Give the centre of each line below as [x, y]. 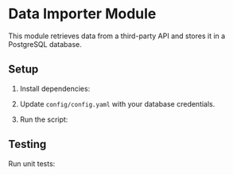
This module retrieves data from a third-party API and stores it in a [117, 36]
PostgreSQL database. [45, 44]
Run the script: [44, 119]
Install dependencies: [55, 88]
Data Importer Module [82, 14]
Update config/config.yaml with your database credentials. [117, 103]
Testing [27, 144]
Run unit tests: [32, 163]
